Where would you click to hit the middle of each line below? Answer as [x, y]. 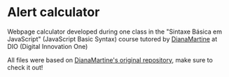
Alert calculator [54, 12]
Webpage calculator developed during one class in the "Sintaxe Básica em [115, 31]
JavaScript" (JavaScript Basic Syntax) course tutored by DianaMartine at [112, 38]
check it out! [25, 67]
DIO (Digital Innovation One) [48, 46]
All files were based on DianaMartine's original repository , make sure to [110, 59]
